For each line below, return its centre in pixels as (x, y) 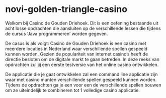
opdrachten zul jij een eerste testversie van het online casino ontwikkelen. (82, 64)
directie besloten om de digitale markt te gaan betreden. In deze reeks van (82, 59)
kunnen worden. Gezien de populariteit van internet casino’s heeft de (77, 54)
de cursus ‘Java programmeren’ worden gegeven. (57, 33)
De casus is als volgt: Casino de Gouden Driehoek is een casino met (76, 43)
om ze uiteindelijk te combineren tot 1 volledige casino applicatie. (72, 90)
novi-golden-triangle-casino (66, 9)
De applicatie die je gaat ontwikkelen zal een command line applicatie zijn (81, 74)
